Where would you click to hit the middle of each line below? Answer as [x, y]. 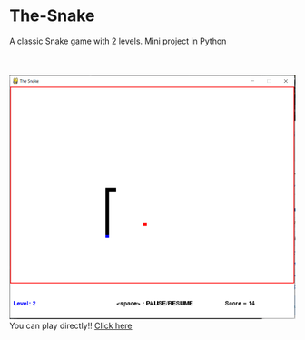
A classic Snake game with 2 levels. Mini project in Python [118, 41]
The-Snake [52, 16]
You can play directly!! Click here [71, 325]
